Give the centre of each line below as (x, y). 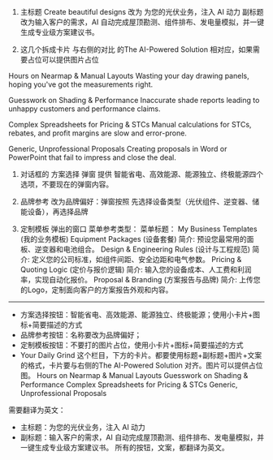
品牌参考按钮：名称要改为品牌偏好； (81, 335)
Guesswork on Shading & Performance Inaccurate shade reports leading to (134, 100)
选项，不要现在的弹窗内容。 (67, 184)
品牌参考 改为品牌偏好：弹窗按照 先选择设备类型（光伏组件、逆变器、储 (140, 202)
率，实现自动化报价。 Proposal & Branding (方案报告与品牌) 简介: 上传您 (141, 279)
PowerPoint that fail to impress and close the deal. (93, 157)
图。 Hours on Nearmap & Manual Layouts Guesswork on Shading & (134, 375)
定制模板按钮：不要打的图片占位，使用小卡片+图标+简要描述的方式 (132, 345)
